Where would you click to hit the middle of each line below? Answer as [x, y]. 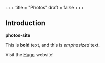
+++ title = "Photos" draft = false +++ [45, 7]
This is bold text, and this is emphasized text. [52, 45]
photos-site [18, 35]
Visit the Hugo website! [30, 54]
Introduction [25, 23]
